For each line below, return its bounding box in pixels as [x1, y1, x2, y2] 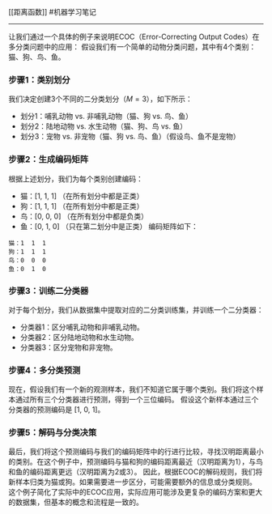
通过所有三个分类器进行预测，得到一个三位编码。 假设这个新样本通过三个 [15, 395, 259, 405]
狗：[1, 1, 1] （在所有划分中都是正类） [19, 201, 144, 210]
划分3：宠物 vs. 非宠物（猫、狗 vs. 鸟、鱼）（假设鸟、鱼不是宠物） [19, 132, 240, 142]
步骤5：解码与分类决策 [8, 427, 97, 439]
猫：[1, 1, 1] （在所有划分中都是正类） [19, 191, 144, 201]
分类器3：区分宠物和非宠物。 [19, 342, 117, 352]
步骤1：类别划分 [8, 74, 70, 85]
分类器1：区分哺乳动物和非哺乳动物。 [19, 322, 144, 332]
